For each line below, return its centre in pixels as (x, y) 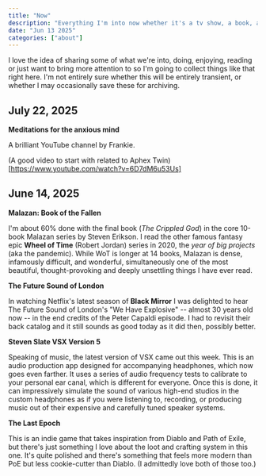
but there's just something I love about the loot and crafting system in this (128, 447)
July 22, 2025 (43, 111)
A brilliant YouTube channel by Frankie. (72, 145)
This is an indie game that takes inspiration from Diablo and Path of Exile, (127, 438)
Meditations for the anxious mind (64, 130)
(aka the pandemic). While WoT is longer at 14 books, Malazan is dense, (125, 253)
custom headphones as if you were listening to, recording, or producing (125, 399)
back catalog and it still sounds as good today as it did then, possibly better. (132, 326)
